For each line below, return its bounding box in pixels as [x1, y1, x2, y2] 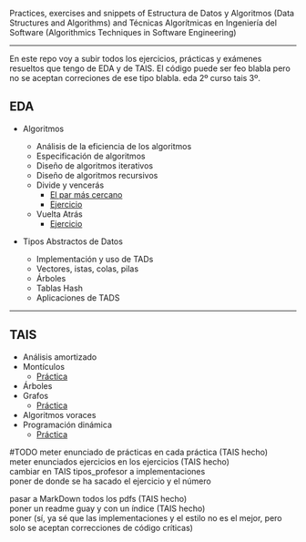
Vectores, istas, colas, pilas [36, 263, 139, 274]
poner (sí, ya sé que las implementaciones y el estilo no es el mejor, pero [9, 512, 282, 523]
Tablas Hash [36, 282, 84, 293]
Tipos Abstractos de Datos [22, 236, 123, 247]
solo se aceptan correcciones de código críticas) [9, 522, 194, 533]
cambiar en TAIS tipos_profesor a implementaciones [9, 465, 206, 476]
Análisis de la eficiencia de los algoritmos [36, 140, 192, 151]
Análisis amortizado [22, 351, 97, 363]
